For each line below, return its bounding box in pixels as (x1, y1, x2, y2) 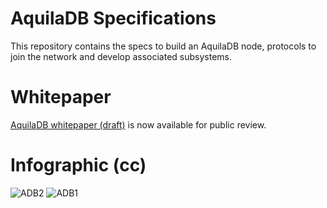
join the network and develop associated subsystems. (10, 50, 233, 62)
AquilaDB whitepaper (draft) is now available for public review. (10, 118, 267, 131)
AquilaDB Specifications (10, 7, 217, 30)
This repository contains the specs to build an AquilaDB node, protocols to (10, 40, 317, 52)
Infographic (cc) (10, 154, 147, 177)
